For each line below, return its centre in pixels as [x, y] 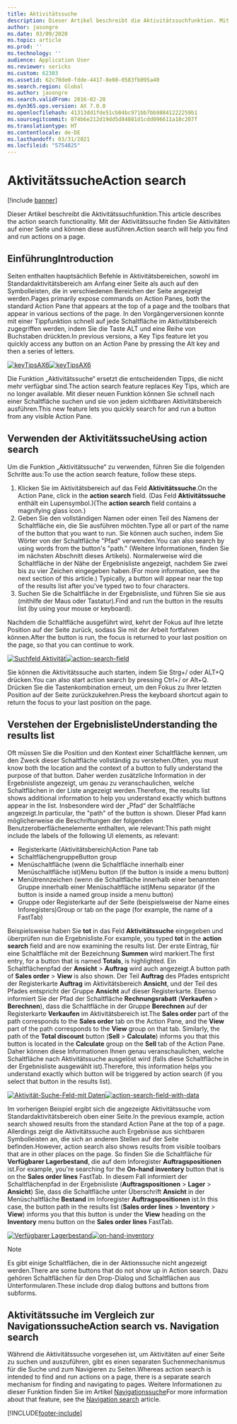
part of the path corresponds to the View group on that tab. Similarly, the [114, 1029]
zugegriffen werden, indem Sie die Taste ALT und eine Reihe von [102, 328]
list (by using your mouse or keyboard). [75, 608]
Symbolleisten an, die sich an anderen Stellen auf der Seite [93, 1138]
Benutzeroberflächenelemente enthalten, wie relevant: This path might [109, 828]
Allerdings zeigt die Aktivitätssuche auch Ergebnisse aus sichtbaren [106, 1131]
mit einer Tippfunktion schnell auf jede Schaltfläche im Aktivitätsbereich [112, 321]
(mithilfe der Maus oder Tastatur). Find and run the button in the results [120, 601]
